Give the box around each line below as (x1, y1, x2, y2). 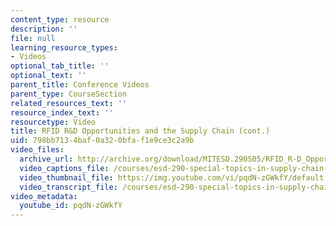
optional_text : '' (10, 71, 87, 81)
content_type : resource (10, 14, 110, 25)
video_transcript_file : (19, 182, 118, 192)
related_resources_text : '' (10, 98, 128, 108)
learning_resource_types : (10, 42, 118, 53)
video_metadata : (10, 191, 78, 201)
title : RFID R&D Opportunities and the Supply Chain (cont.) (10, 126, 271, 136)
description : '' (10, 24, 78, 34)
